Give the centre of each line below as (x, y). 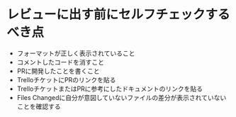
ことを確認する (39, 106)
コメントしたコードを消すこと (60, 62)
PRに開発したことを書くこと (58, 71)
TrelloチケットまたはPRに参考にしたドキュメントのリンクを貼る (110, 89)
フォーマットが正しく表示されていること (76, 53)
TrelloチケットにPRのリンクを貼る (66, 79)
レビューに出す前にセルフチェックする (119, 15)
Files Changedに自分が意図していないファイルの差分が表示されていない (122, 97)
